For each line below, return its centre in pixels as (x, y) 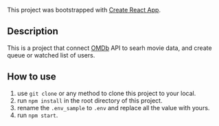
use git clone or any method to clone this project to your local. (106, 93)
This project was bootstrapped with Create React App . (84, 10)
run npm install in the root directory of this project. (90, 100)
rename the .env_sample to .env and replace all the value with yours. (113, 108)
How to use (32, 77)
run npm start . (37, 115)
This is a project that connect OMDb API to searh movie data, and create (109, 48)
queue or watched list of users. (51, 55)
